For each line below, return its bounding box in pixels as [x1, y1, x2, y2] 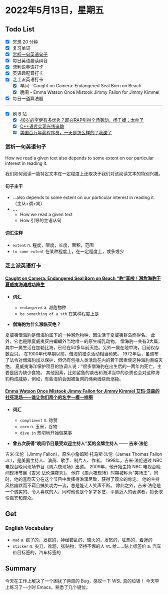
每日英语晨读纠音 [12, 58, 48, 64]
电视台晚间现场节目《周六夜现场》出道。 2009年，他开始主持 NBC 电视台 [5, 463, 156, 469]
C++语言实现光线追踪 [19, 123, 64, 129]
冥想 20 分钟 [12, 39, 38, 45]
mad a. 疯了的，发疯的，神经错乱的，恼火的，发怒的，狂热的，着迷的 [12, 537, 153, 543]
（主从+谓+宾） [12, 201, 45, 207]
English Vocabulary [5, 525, 54, 532]
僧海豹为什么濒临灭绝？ [12, 321, 61, 327]
